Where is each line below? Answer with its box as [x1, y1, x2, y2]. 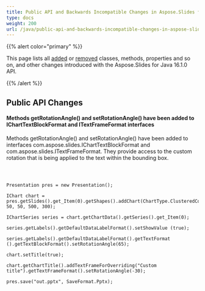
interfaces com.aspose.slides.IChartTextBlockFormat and [6, 141, 151, 148]
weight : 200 [6, 20, 37, 26]
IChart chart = [6, 192, 45, 199]
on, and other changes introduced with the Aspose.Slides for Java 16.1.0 [6, 61, 188, 69]
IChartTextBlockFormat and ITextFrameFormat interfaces [6, 121, 154, 129]
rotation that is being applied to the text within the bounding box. [6, 154, 169, 161]
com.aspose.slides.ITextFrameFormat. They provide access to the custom [6, 148, 192, 155]
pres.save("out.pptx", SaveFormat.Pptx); [6, 278, 113, 285]
